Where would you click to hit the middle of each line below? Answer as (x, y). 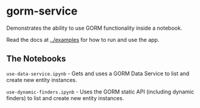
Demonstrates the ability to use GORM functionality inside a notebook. (94, 28)
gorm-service (42, 11)
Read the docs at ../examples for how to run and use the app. (83, 39)
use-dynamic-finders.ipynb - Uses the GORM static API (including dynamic (100, 92)
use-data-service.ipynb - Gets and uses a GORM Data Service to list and (98, 73)
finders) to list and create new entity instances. (65, 98)
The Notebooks (36, 59)
